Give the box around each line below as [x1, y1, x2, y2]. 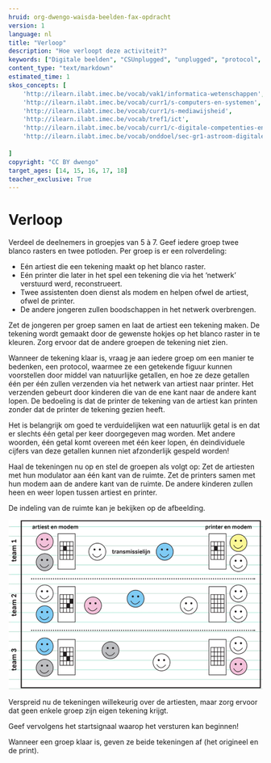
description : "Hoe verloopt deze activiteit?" [8, 47, 168, 56]
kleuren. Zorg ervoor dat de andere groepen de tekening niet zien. [8, 338, 228, 348]
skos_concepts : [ [8, 81, 67, 89]
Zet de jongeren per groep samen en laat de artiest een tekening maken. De [8, 320, 261, 331]
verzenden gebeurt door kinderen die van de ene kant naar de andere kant [8, 388, 256, 398]
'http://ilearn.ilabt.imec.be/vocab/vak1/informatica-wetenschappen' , [23, 90, 265, 98]
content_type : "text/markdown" [8, 65, 114, 73]
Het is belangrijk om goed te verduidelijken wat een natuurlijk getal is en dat [8, 420, 261, 430]
